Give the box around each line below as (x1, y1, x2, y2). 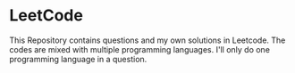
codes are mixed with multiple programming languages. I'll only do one (9, 44, 271, 54)
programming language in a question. (9, 53, 147, 64)
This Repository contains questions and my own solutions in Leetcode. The (9, 35, 286, 45)
